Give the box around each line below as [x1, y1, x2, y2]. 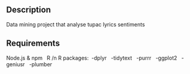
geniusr [6, 60, 25, 68]
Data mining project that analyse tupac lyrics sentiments [6, 20, 145, 28]
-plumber [29, 60, 53, 68]
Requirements [6, 39, 60, 49]
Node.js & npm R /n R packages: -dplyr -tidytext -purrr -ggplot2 [6, 54, 177, 61]
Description [6, 5, 51, 15]
